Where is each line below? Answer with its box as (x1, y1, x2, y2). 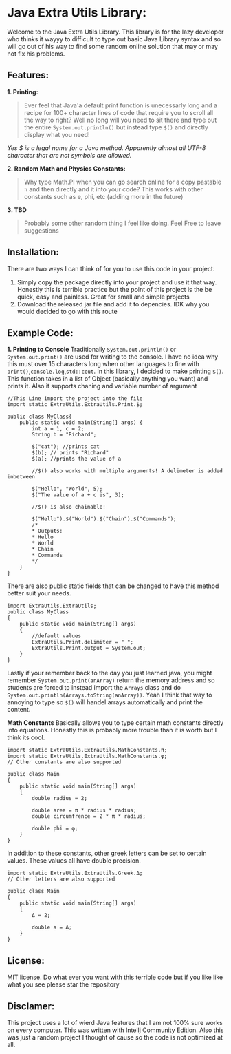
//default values (32, 633, 81, 640)
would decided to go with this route (16, 307, 118, 315)
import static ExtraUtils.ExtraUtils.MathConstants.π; (7, 747, 168, 754)
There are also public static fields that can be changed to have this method (7, 582, 219, 590)
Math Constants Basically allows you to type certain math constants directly (7, 719, 224, 727)
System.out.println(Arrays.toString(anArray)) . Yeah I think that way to (7, 691, 212, 699)
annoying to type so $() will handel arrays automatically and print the (7, 698, 203, 706)
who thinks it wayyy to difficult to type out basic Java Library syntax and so (7, 34, 221, 43)
